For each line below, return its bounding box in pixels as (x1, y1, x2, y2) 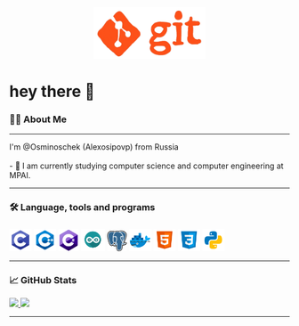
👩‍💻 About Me (9, 113, 67, 126)
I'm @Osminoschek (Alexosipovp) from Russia (9, 142, 180, 152)
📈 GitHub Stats (9, 273, 77, 286)
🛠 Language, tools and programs (9, 201, 156, 214)
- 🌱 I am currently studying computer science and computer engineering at (9, 160, 284, 171)
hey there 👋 (9, 81, 95, 102)
